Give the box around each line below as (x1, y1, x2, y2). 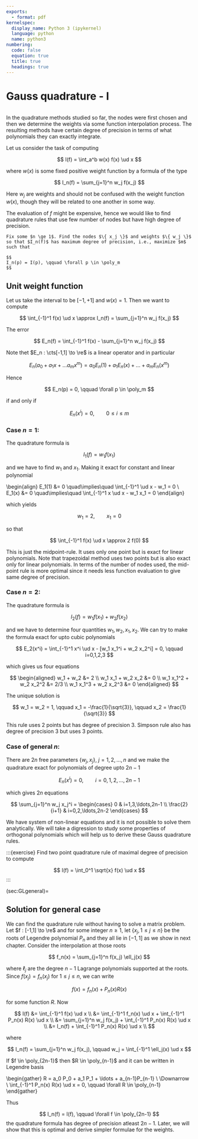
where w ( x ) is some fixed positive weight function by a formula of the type (6, 167, 187, 175)
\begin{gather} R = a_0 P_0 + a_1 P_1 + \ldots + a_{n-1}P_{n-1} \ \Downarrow (6, 1074, 190, 1082)
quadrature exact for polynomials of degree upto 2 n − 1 (6, 764, 141, 771)
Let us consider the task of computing (6, 145, 99, 152)
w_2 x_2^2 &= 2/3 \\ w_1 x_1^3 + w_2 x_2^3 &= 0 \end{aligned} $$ (20, 681, 179, 688)
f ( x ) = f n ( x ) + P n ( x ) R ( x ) (72, 985, 127, 994)
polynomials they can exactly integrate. (6, 133, 102, 140)
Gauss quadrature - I (6, 90, 109, 103)
